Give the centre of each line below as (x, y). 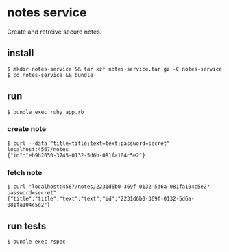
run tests (27, 226)
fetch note (25, 172)
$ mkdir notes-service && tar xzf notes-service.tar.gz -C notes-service (115, 69)
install (21, 53)
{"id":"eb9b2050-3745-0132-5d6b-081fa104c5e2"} (76, 155)
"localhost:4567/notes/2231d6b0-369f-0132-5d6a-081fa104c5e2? (119, 187)
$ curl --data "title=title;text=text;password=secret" (88, 143)
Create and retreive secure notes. (55, 32)
